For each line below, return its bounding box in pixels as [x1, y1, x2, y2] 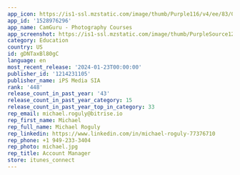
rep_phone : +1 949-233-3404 [7, 136, 91, 144]
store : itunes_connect [7, 156, 75, 164]
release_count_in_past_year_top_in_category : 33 [7, 104, 155, 111]
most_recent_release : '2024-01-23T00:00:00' [7, 64, 142, 71]
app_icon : [7, 10, 37, 18]
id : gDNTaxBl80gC [7, 51, 59, 58]
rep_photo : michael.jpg [7, 144, 79, 151]
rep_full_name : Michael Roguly [7, 123, 101, 131]
